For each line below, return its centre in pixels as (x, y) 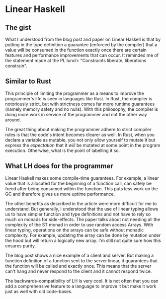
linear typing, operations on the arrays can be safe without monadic (75, 230)
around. (13, 120)
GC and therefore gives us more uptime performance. (60, 194)
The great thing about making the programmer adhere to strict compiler (78, 129)
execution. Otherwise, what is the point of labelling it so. (63, 150)
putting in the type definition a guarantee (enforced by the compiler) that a (81, 45)
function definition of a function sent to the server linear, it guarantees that (82, 261)
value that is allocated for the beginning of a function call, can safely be (79, 183)
